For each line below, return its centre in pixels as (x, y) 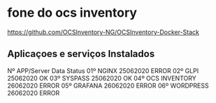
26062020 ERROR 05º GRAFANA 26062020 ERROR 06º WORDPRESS (108, 86)
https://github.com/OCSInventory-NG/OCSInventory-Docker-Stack (103, 32)
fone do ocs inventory (72, 13)
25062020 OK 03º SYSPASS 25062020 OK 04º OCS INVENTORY (102, 78)
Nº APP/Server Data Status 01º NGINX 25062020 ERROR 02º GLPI (103, 70)
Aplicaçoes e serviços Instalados (81, 54)
